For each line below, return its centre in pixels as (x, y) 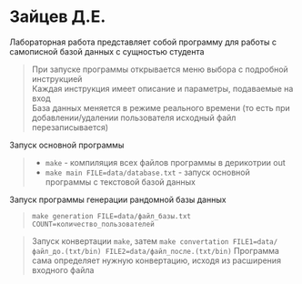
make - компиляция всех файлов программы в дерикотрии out (166, 162)
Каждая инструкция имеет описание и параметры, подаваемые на (162, 88)
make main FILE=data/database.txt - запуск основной (147, 172)
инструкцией (57, 78)
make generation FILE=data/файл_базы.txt (111, 216)
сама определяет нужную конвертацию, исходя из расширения (156, 260)
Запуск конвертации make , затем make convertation (130, 241)
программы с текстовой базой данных (120, 182)
